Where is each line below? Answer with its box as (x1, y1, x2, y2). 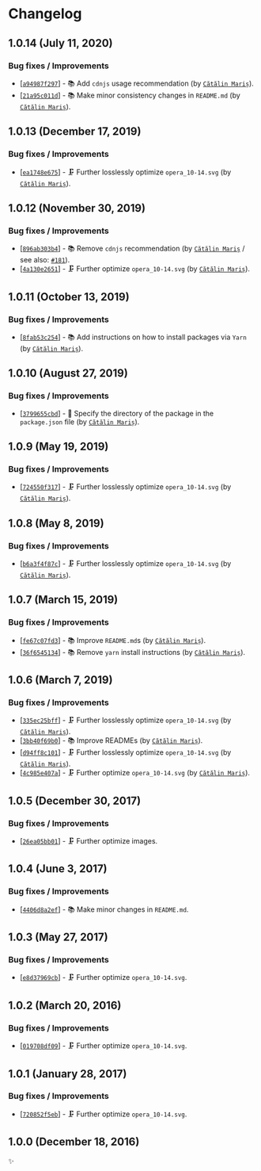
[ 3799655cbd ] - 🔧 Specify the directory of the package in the (19, 408, 214, 418)
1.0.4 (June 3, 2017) (8, 862, 108, 876)
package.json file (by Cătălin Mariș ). (19, 417, 140, 427)
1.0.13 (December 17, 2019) (8, 124, 142, 139)
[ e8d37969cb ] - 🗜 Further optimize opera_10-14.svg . (19, 973, 187, 982)
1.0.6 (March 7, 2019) (8, 673, 113, 687)
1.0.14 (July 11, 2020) (8, 36, 113, 50)
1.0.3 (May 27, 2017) (8, 931, 108, 944)
